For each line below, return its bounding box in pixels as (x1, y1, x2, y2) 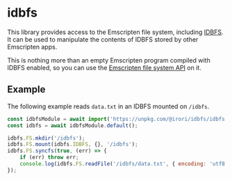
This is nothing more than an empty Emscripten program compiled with (7, 56, 210, 64)
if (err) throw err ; (19, 154, 79, 161)
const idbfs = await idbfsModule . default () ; (7, 122, 138, 129)
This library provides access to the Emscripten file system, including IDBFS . (7, 28, 224, 36)
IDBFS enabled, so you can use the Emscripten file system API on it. (7, 63, 201, 72)
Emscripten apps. (7, 42, 58, 51)
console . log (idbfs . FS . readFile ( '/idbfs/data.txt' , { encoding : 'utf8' (19, 161, 229, 167)
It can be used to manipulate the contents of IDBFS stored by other (7, 35, 199, 43)
